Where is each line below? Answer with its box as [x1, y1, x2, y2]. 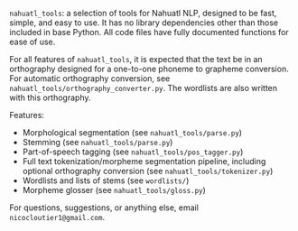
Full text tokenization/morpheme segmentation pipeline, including [22, 156, 266, 166]
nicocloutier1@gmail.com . [9, 212, 106, 222]
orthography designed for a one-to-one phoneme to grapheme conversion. [9, 63, 289, 74]
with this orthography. [9, 92, 92, 103]
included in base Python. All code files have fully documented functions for [9, 27, 289, 37]
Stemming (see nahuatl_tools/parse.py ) [22, 137, 173, 147]
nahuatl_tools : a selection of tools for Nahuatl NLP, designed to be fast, [9, 8, 277, 18]
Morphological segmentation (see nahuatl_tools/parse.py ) [22, 127, 242, 138]
